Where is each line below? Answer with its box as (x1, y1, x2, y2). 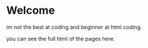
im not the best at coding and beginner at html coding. (6, 23, 143, 31)
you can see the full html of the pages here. (6, 35, 115, 42)
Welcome (6, 4, 55, 17)
